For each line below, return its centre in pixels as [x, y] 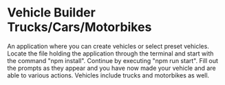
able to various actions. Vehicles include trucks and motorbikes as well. [108, 75]
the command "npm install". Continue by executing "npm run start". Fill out [113, 60]
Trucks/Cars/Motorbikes [79, 27]
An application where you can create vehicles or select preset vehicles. [108, 46]
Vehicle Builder [52, 13]
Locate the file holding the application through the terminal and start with [110, 53]
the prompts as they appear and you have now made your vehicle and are [111, 68]
